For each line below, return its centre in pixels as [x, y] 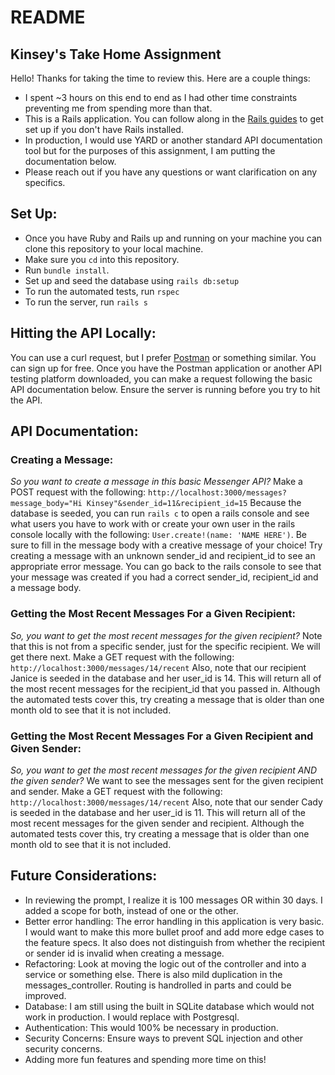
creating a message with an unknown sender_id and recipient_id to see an [163, 556]
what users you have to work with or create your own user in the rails [153, 524]
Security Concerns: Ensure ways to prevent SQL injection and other [164, 1038]
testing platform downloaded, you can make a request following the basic [161, 378]
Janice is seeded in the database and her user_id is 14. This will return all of [166, 678]
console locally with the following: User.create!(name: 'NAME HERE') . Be [158, 535]
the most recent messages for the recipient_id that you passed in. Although [165, 688]
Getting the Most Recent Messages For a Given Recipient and [162, 736]
